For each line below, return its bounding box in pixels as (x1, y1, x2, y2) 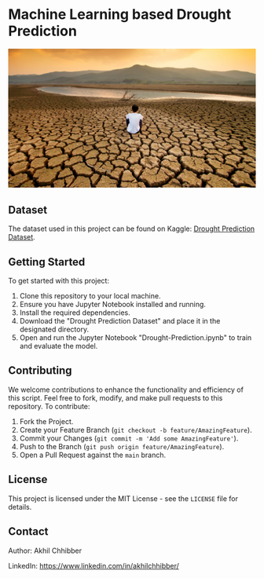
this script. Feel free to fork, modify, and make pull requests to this (8, 393, 223, 402)
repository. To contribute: (8, 401, 90, 411)
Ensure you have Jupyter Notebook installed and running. (19, 300, 207, 309)
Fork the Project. (19, 416, 74, 426)
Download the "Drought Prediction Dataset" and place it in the (19, 316, 221, 326)
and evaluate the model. (19, 342, 98, 351)
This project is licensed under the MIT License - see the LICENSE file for (8, 493, 238, 503)
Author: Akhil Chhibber (8, 546, 82, 555)
